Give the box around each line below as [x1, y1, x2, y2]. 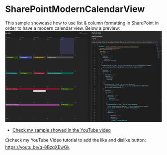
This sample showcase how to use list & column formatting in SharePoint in [5, 20, 159, 26]
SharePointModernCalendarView [5, 3, 145, 15]
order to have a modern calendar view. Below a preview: [5, 25, 120, 31]
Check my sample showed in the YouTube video [12, 127, 111, 133]
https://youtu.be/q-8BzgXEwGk [5, 144, 70, 150]
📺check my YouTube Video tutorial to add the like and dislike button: [5, 137, 146, 143]
